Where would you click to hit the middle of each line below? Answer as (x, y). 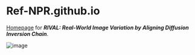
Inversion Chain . (27, 33)
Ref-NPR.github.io (53, 11)
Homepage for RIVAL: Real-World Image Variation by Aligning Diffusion (97, 27)
